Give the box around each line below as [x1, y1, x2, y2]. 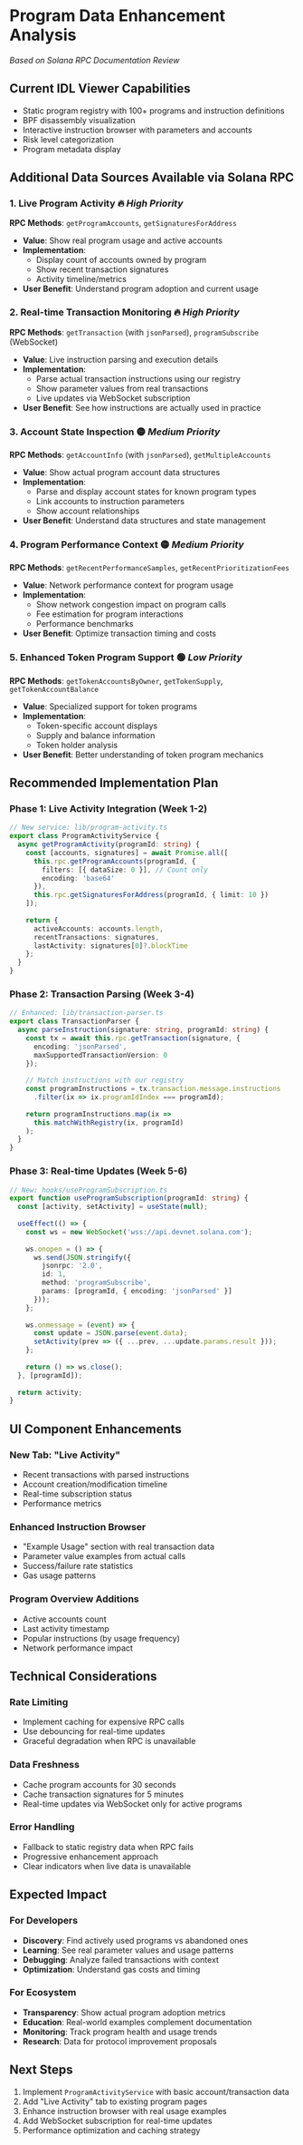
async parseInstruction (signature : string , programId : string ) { [17, 1026, 270, 1035]
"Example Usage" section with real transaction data [22, 1541, 215, 1552]
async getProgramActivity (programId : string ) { [17, 840, 201, 849]
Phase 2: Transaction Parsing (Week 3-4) [9, 988, 194, 1000]
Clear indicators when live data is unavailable [22, 1860, 192, 1871]
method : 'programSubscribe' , [42, 1278, 152, 1288]
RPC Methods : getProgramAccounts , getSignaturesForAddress [9, 218, 237, 229]
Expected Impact [9, 1887, 107, 1903]
